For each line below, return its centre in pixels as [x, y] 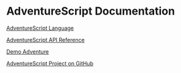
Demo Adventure [28, 51]
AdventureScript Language [40, 28]
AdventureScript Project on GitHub [50, 63]
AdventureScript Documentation [91, 11]
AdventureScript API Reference [46, 40]
